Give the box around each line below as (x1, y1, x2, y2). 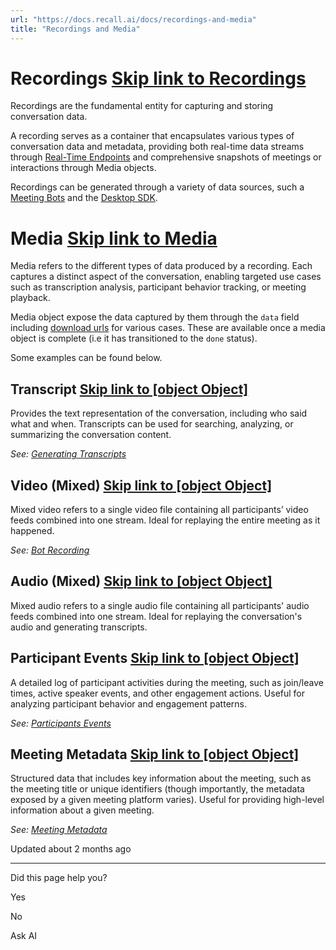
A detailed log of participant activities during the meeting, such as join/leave (10, 676, 324, 688)
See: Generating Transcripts (10, 448, 127, 460)
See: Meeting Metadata (10, 824, 108, 836)
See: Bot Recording (10, 544, 90, 556)
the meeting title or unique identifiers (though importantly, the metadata (10, 783, 305, 795)
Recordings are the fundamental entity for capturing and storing (10, 100, 274, 112)
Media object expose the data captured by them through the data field (10, 311, 300, 323)
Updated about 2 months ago (10, 843, 132, 855)
